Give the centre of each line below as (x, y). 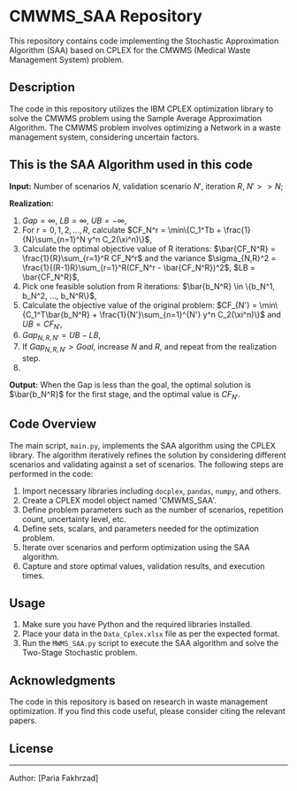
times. (33, 575)
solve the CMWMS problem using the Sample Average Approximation (136, 118)
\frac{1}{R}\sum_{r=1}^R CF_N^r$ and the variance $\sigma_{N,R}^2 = (149, 257)
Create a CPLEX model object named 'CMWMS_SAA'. (119, 500)
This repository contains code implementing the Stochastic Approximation (144, 41)
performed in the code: (51, 473)
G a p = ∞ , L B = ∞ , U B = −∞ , (74, 220)
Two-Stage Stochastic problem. (80, 653)
